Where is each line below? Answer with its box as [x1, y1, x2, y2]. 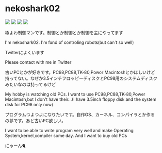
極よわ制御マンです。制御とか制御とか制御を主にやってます [5, 30, 124, 36]
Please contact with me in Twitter [5, 59, 72, 65]
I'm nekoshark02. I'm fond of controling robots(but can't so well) [5, 39, 134, 45]
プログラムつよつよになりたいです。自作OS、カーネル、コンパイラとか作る [5, 112, 155, 117]
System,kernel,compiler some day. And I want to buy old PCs [5, 133, 127, 138]
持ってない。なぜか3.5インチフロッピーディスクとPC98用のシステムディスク [5, 75, 158, 81]
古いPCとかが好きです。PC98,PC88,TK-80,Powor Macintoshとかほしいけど [5, 69, 155, 75]
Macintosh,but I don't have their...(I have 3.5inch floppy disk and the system [5, 96, 157, 102]
